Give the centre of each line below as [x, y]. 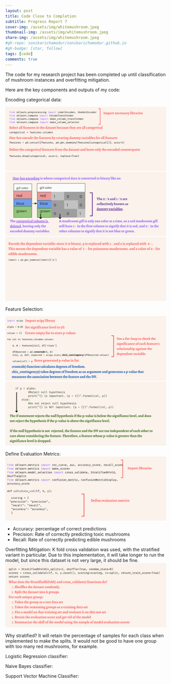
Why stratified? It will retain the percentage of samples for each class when [85, 636]
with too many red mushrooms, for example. [52, 646]
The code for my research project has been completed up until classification [86, 74]
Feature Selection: [25, 309]
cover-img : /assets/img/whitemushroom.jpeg [52, 27]
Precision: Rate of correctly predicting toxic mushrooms [71, 534]
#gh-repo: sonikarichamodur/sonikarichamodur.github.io [66, 43]
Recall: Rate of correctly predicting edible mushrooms [69, 540]
